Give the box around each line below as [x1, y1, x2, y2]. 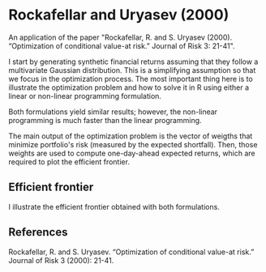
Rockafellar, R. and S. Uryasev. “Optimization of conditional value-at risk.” [8, 247, 255, 257]
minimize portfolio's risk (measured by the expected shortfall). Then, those [8, 139, 258, 149]
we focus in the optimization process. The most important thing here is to [8, 74, 253, 83]
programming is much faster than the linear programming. [8, 115, 202, 125]
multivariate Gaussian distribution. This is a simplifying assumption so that [8, 65, 256, 74]
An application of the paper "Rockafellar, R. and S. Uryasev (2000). [8, 32, 233, 42]
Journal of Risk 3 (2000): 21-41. [8, 255, 114, 265]
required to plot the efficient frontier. [8, 156, 130, 167]
